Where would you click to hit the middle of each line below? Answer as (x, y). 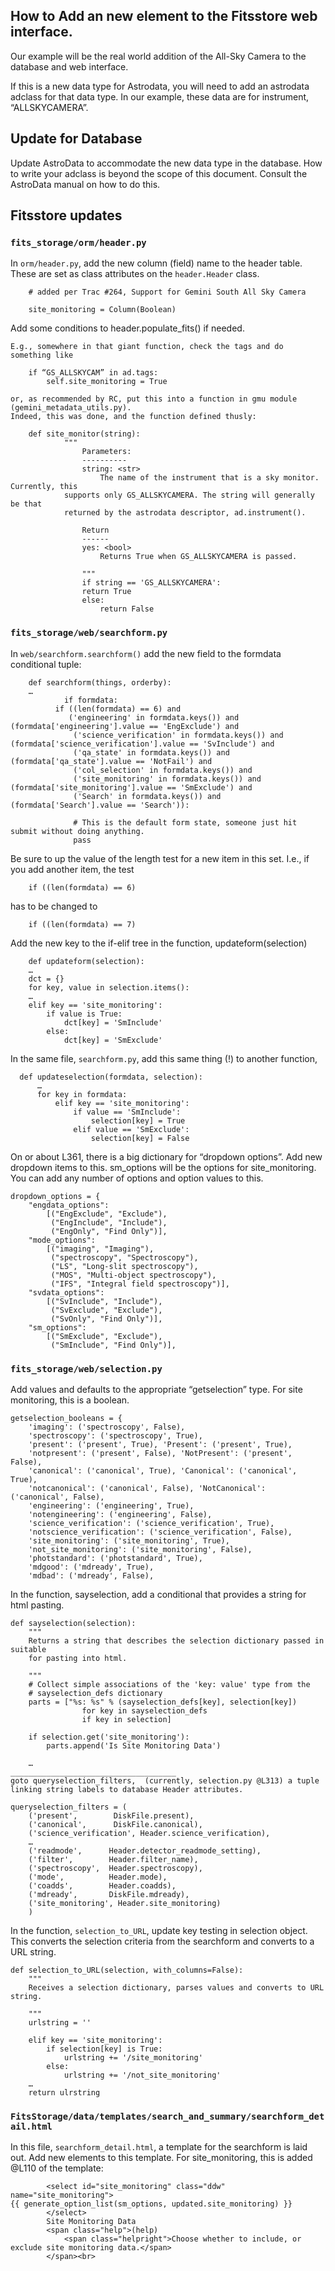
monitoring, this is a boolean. (70, 1400)
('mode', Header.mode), (98, 1877)
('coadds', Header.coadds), (102, 1885)
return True (106, 592)
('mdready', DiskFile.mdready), (109, 1894)
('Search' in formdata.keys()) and (147, 796)
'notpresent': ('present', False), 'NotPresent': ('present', (160, 1453)
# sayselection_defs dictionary (95, 1693)
